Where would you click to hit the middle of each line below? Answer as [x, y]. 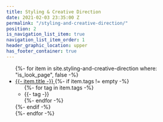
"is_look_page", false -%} [46, 75]
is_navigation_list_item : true [46, 34]
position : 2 [21, 29]
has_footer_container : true [42, 51]
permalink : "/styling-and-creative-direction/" [67, 23]
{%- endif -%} [33, 107]
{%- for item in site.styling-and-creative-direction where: [86, 68]
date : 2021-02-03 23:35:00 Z [43, 18]
